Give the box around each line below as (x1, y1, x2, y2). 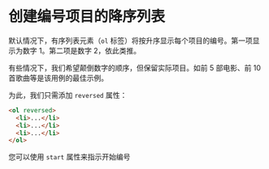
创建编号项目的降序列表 (8, 7, 166, 26)
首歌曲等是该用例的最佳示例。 (8, 73, 108, 82)
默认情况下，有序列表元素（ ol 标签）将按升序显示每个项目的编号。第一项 (8, 36, 254, 45)
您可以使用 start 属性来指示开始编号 (8, 152, 131, 162)
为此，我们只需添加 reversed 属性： (8, 90, 128, 99)
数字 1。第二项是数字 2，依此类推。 (22, 45, 141, 55)
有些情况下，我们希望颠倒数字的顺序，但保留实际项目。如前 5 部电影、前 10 (8, 62, 262, 73)
